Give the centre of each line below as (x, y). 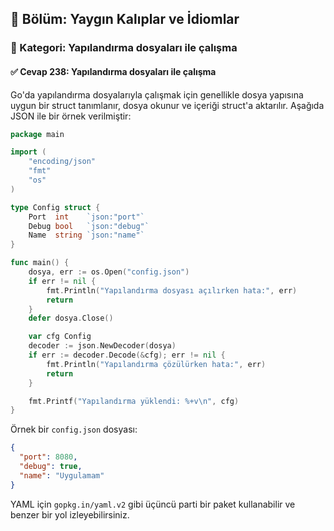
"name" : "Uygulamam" (62, 475)
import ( (28, 152)
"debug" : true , (51, 467)
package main (37, 134)
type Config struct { (55, 207)
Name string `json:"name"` (86, 235)
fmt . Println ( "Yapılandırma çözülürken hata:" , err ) (156, 364)
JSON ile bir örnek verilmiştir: (71, 116)
